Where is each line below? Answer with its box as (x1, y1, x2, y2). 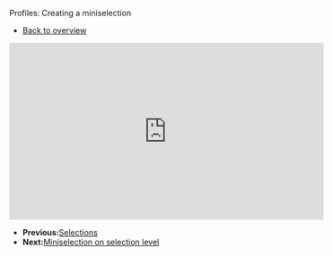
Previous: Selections (22, 227, 99, 237)
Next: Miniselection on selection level (22, 237, 160, 247)
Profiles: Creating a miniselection (9, 8, 132, 18)
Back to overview (22, 25, 87, 35)
